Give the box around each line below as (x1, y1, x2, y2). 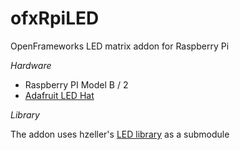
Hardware (10, 59, 52, 71)
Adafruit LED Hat (24, 89, 95, 101)
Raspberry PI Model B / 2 (24, 78, 129, 91)
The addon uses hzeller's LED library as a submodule (10, 128, 230, 140)
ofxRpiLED (10, 7, 100, 30)
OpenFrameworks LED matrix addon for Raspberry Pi (10, 40, 230, 52)
